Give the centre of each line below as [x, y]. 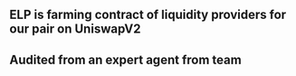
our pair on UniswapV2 [76, 29]
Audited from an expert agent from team [125, 59]
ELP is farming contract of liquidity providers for [148, 15]
